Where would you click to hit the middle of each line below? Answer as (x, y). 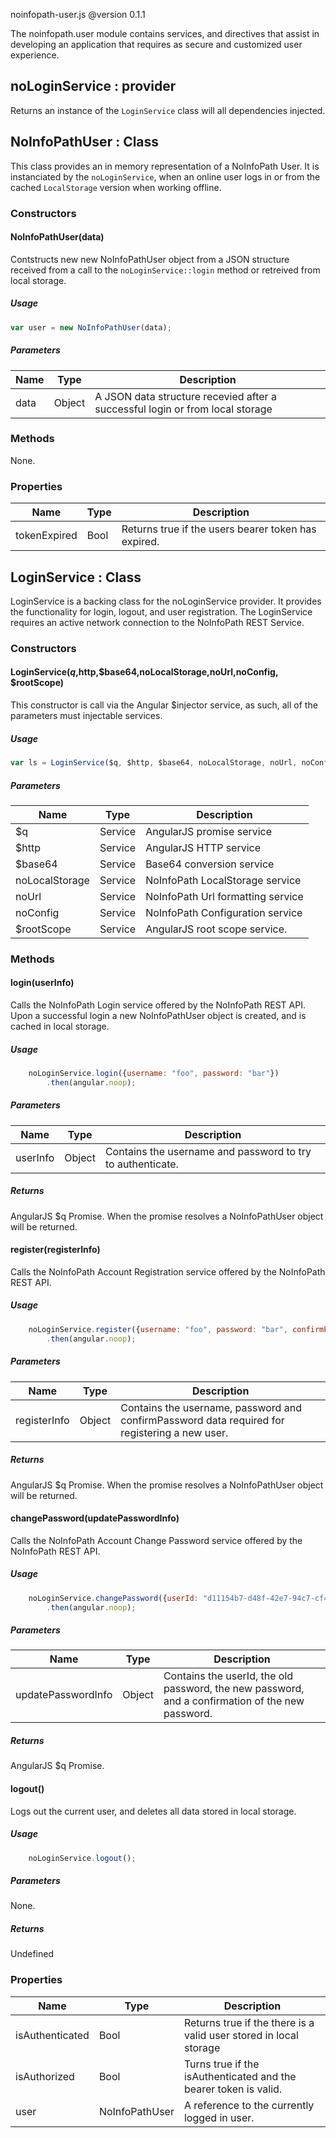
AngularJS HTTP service (203, 847)
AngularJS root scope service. (216, 929)
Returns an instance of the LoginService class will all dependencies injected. (168, 110)
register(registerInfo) (55, 1250)
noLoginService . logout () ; (82, 1858)
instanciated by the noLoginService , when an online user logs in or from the (165, 176)
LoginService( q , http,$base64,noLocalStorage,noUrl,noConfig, (144, 672)
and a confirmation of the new (234, 1701)
